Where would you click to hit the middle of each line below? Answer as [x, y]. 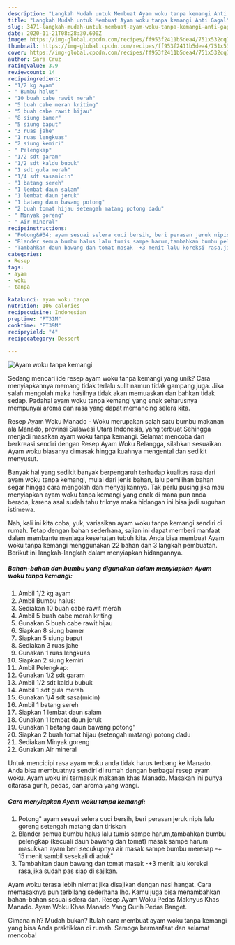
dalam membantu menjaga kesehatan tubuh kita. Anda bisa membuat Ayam [116, 538]
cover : [17, 53]
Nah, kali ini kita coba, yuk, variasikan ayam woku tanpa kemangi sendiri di [115, 523]
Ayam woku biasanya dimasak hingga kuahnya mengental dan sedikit [107, 451]
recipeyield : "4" [33, 332]
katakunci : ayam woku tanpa [49, 299]
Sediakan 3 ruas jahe [48, 646]
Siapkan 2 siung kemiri [51, 660]
